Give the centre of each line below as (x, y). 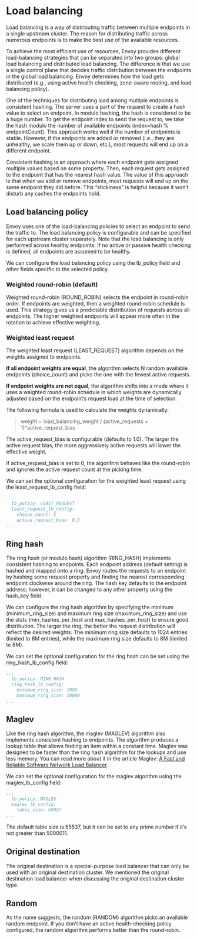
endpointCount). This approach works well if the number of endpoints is (93, 132)
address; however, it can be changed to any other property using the (89, 590)
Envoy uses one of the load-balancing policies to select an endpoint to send (98, 226)
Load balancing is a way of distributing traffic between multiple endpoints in (98, 27)
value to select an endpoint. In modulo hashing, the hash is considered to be (98, 113)
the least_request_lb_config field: (46, 487)
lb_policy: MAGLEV (34, 799)
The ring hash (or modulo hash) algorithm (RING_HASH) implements (89, 558)
